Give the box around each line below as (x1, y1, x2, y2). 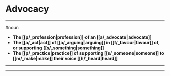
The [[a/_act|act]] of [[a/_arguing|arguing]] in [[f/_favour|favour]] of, (12, 39, 160, 45)
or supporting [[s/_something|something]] (12, 45, 104, 51)
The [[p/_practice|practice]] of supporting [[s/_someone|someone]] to (12, 50, 164, 56)
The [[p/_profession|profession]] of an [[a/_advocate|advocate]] (12, 34, 152, 40)
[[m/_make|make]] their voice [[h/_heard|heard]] (12, 55, 118, 61)
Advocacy (5, 3, 49, 15)
